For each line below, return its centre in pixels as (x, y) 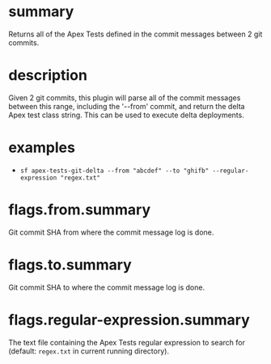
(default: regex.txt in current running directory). (89, 351)
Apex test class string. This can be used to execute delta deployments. (126, 115)
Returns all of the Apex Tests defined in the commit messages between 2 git (135, 34)
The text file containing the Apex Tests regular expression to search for (127, 342)
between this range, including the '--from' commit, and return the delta (127, 106)
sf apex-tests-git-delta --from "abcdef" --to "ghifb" (114, 171)
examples (42, 148)
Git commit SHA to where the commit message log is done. (106, 287)
